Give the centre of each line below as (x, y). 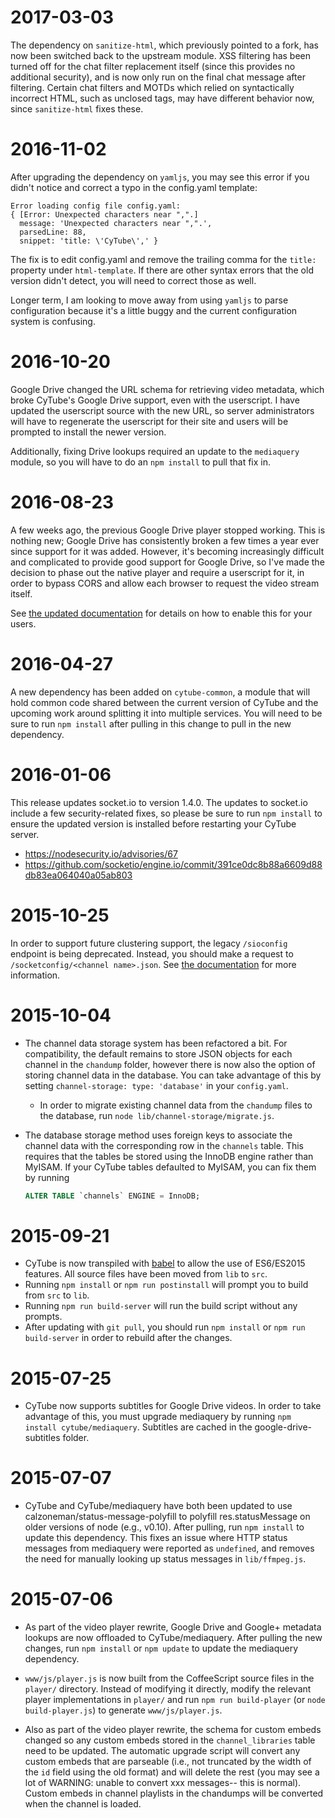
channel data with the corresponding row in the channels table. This (164, 1145)
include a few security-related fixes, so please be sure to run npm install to (166, 813)
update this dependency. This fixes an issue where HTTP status (156, 1538)
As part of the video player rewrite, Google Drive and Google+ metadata (173, 1627)
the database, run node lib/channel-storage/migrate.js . (157, 1115)
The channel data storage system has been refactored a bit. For (156, 1043)
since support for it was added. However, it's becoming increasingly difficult (167, 551)
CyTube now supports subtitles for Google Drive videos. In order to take (173, 1406)
